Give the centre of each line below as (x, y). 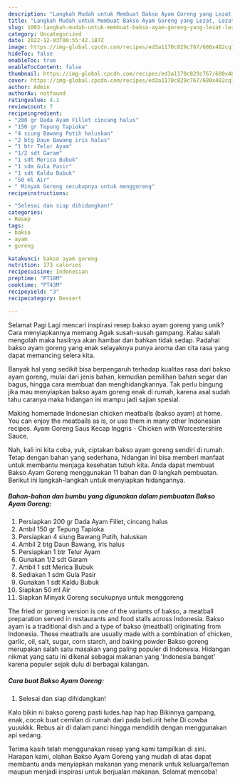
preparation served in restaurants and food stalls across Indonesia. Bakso (116, 619)
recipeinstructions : (39, 193)
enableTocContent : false (45, 67)
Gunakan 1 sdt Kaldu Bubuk (59, 583)
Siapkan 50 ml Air (44, 590)
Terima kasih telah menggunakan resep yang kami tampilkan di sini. (107, 749)
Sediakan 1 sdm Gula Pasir (57, 575)
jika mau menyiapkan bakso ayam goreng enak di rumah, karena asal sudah (119, 391)
